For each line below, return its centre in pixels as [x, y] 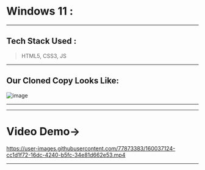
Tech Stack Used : [41, 41]
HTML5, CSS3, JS [44, 55]
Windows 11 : [40, 11]
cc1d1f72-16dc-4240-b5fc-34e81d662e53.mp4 [66, 155]
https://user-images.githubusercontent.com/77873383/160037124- [91, 148]
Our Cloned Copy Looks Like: [63, 81]
